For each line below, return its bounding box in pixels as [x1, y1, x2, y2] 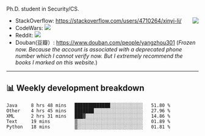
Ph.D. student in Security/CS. [6, 6, 79, 12]
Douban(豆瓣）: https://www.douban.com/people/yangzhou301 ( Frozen [15, 39, 196, 46]
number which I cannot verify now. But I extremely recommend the [15, 52, 183, 59]
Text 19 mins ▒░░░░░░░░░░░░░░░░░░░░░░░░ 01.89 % [6, 118, 171, 124]
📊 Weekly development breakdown [6, 83, 145, 94]
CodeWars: [15, 25, 44, 31]
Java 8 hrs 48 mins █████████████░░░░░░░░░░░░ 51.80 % [6, 102, 171, 108]
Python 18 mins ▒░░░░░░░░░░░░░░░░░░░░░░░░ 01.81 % [6, 124, 171, 130]
